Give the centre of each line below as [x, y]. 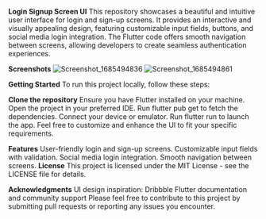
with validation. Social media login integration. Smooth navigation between [130, 157]
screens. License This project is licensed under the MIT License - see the [129, 165]
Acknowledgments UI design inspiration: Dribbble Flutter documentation [128, 189]
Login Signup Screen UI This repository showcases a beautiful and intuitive [132, 12]
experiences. [30, 54]
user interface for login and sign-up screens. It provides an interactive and [130, 20]
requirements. [31, 133]
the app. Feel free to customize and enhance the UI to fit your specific [123, 125]
